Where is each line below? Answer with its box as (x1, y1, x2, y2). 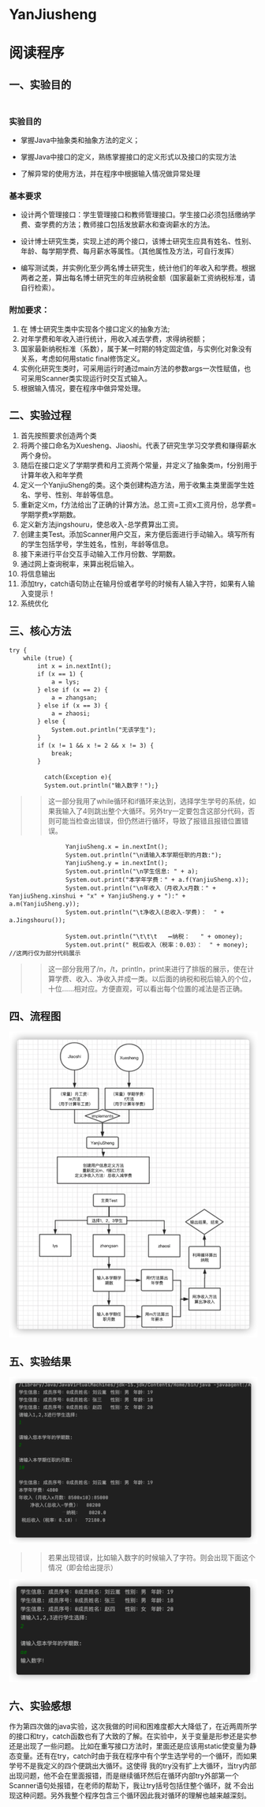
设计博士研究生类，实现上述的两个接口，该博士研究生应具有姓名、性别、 (20, 237, 256, 246)
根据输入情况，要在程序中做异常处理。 (20, 383, 145, 392)
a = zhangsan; (50, 694, 98, 702)
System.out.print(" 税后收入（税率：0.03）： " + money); (65, 941, 249, 949)
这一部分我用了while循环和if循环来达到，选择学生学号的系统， (47, 797, 249, 806)
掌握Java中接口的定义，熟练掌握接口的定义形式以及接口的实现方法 (20, 152, 237, 162)
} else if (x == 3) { (37, 702, 109, 710)
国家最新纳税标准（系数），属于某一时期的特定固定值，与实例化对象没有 (20, 343, 252, 353)
